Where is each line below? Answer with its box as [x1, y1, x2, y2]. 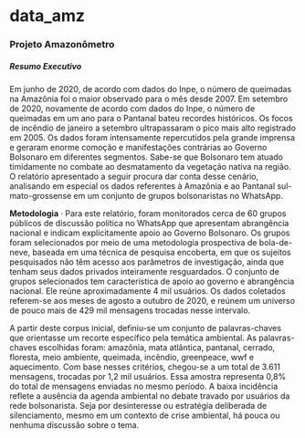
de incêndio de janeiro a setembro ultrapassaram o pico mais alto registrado [9, 122, 297, 133]
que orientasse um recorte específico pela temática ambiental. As [9, 332, 258, 343]
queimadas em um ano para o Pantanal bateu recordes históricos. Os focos [9, 113, 294, 124]
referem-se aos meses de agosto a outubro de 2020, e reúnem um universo [9, 296, 295, 307]
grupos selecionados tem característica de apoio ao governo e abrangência [9, 276, 295, 287]
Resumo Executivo [9, 60, 82, 71]
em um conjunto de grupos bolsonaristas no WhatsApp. [73, 191, 283, 202]
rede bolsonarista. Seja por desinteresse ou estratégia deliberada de [9, 401, 268, 412]
